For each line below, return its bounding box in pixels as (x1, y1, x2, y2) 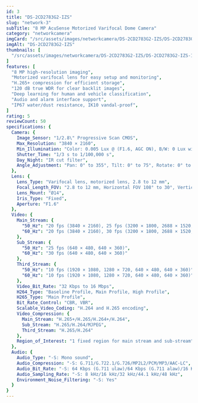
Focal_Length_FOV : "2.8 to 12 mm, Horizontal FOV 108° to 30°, (16, 184, 176, 190)
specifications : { (6, 124, 51, 130)
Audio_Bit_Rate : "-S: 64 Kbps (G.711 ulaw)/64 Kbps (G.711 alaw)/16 (16, 366, 189, 372)
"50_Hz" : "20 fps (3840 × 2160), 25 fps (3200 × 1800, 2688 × (21, 223, 178, 229)
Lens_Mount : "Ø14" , (16, 190, 65, 196)
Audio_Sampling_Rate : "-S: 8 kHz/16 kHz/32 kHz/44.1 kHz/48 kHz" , (16, 371, 183, 377)
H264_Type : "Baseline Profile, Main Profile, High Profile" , (16, 289, 170, 295)
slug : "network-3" (6, 19, 51, 25)
